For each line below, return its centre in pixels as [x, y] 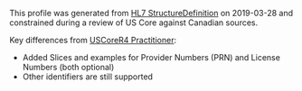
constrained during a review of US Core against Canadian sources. [134, 23]
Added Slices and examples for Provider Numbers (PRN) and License [151, 57]
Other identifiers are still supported [88, 77]
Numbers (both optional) [68, 67]
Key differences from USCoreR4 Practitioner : [93, 40]
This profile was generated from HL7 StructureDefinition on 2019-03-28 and [151, 13]
